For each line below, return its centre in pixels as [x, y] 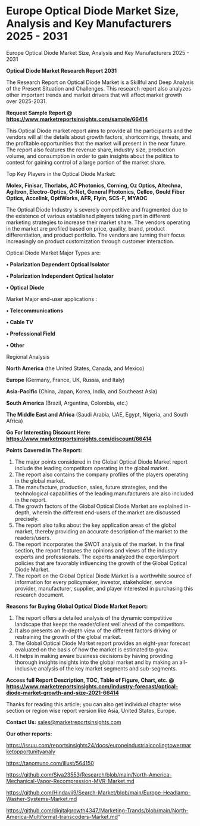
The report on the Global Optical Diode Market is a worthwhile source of [103, 576]
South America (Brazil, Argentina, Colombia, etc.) [67, 403]
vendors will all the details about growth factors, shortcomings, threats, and [99, 137]
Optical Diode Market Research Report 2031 [62, 70]
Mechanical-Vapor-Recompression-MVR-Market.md [71, 781]
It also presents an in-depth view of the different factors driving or [96, 631]
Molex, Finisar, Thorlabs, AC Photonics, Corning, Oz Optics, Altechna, [94, 185]
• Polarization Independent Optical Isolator [60, 276]
